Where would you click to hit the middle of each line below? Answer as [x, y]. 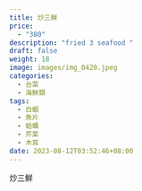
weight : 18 [29, 59]
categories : [31, 76]
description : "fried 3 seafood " [71, 43]
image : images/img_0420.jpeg [63, 68]
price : [21, 26]
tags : [19, 101]
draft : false [33, 51]
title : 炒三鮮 [33, 17]
